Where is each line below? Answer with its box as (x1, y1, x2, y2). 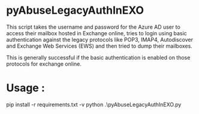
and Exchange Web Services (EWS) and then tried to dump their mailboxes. (6, 42, 193, 50)
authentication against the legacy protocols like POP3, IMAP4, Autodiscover (6, 36, 194, 43)
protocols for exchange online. (6, 60, 82, 67)
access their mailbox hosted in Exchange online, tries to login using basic (6, 29, 187, 36)
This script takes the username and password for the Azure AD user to (6, 23, 181, 30)
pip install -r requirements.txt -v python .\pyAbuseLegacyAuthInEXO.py (6, 101, 182, 108)
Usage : (6, 81, 45, 95)
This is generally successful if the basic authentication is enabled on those (6, 54, 191, 61)
